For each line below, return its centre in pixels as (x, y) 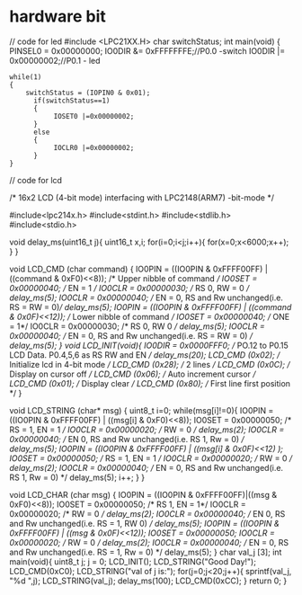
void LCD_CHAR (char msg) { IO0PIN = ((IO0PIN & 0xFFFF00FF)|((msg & (143, 494)
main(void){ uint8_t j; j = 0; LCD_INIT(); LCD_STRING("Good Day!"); (133, 561)
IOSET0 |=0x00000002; (94, 116)
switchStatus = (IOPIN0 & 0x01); (88, 93)
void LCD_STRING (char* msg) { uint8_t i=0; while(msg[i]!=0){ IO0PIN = (142, 410)
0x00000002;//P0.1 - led (55, 60)
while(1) (26, 77)
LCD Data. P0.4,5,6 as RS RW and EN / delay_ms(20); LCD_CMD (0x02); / (145, 355)
